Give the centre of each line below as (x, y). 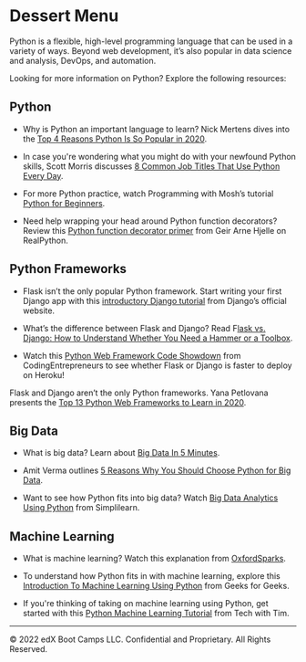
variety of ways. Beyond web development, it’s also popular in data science (151, 50)
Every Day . (43, 175)
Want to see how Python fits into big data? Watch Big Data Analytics (150, 498)
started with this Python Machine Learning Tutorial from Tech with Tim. (156, 614)
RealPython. (45, 240)
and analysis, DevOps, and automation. (83, 60)
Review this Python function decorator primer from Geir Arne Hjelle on (154, 230)
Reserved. (29, 649)
